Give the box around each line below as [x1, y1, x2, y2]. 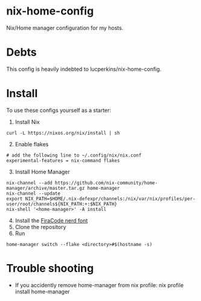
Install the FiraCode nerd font [14, 216, 88, 224]
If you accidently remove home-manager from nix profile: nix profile [14, 281, 184, 288]
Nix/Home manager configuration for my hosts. [6, 24, 124, 31]
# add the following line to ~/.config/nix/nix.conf [6, 152, 142, 158]
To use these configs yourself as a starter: [6, 106, 112, 114]
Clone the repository [14, 223, 66, 230]
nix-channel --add [6, 180, 53, 186]
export [6, 195, 23, 202]
